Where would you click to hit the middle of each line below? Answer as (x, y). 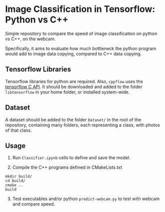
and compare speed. (34, 204)
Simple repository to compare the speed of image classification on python (81, 33)
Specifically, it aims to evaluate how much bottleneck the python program (81, 48)
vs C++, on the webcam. (30, 39)
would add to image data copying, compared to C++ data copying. (74, 54)
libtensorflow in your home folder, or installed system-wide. (67, 92)
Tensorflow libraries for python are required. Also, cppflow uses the (74, 81)
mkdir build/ (19, 177)
